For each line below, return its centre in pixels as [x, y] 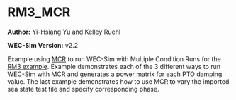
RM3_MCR [39, 12]
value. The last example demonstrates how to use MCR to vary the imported [118, 81]
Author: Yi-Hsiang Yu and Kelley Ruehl [64, 32]
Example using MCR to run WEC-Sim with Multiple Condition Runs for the [114, 59]
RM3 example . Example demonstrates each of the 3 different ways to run [114, 66]
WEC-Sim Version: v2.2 [43, 45]
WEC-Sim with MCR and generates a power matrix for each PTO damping [115, 74]
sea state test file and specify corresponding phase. [83, 89]
